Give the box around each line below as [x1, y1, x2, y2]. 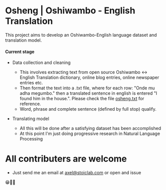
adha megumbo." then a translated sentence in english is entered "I [19, 90, 158, 96]
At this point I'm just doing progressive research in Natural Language [19, 130, 160, 136]
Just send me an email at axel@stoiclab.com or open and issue [12, 170, 141, 176]
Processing [19, 136, 43, 142]
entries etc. [19, 80, 43, 86]
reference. [19, 101, 41, 107]
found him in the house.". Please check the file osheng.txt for [19, 96, 145, 102]
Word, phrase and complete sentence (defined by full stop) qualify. [19, 106, 157, 112]
